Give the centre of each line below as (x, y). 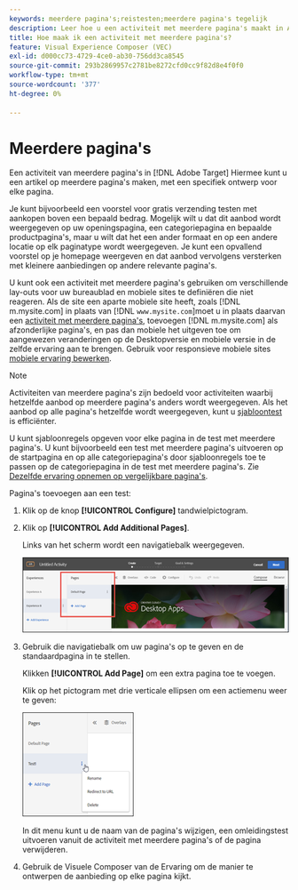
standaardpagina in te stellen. (76, 656)
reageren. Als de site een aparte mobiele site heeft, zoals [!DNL (125, 301)
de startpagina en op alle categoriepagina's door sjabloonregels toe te (137, 457)
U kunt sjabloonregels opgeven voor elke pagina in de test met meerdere (142, 438)
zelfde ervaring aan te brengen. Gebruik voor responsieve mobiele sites (140, 349)
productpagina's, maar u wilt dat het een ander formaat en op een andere (143, 237)
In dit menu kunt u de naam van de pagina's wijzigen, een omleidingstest (155, 830)
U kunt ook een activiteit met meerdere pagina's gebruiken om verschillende (149, 283)
